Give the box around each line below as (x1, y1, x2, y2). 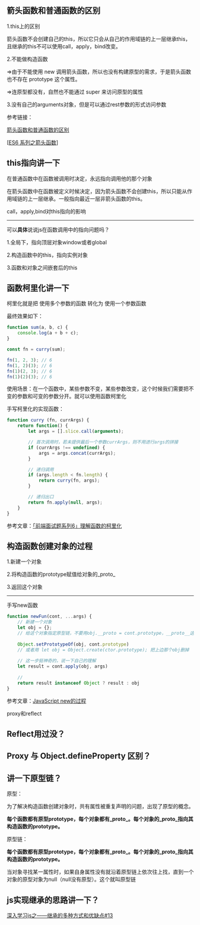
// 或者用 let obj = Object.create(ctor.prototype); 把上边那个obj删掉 (17, 647, 189, 653)
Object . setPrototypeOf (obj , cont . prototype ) (17, 641, 129, 647)
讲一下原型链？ (7, 773, 62, 783)
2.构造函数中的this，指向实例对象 (7, 251, 88, 258)
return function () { (17, 423, 68, 429)
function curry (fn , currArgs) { (7, 417, 90, 423)
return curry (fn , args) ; (38, 477, 100, 484)
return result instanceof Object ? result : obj (17, 680, 140, 686)
